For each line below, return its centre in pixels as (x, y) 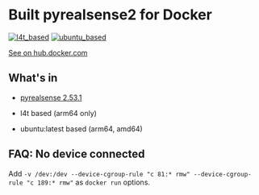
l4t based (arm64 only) (58, 113)
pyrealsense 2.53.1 (51, 97)
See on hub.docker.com (48, 52)
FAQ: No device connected (77, 154)
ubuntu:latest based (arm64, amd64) (81, 129)
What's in (33, 78)
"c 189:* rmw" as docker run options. (88, 182)
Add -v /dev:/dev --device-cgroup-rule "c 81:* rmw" (100, 173)
